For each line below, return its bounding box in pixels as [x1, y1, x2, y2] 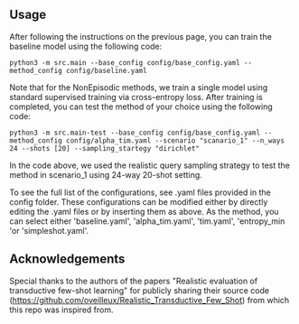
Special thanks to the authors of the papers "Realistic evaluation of [9, 275, 258, 286]
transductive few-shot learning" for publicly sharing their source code [9, 284, 269, 296]
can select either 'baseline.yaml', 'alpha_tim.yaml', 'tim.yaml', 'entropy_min [9, 216, 285, 227]
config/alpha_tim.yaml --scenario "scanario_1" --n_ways [66, 135, 285, 145]
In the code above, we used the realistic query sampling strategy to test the [9, 160, 291, 171]
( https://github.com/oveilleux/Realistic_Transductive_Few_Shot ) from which [9, 294, 290, 305]
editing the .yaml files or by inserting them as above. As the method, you [9, 206, 279, 217]
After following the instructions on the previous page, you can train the [9, 31, 273, 42]
